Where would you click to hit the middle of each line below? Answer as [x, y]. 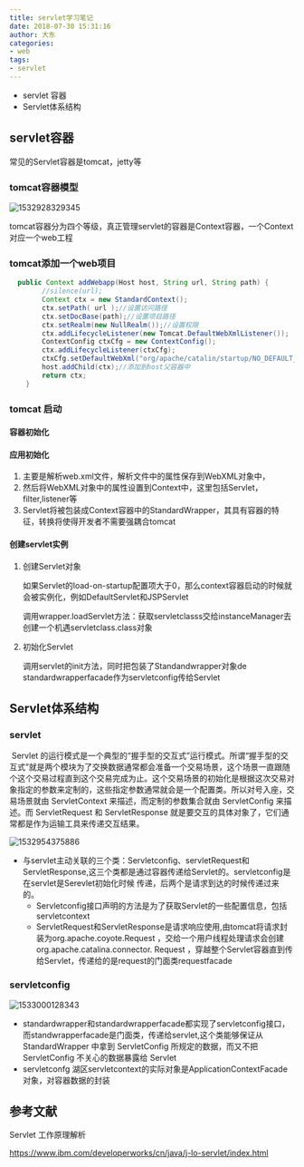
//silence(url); [72, 291]
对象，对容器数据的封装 [66, 1080]
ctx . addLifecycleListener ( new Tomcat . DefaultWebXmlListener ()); [166, 333]
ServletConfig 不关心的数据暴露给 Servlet [100, 1057]
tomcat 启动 [36, 409]
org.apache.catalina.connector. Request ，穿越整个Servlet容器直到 [160, 949]
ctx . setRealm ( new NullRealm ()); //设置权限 [120, 325]
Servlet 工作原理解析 [47, 1135]
